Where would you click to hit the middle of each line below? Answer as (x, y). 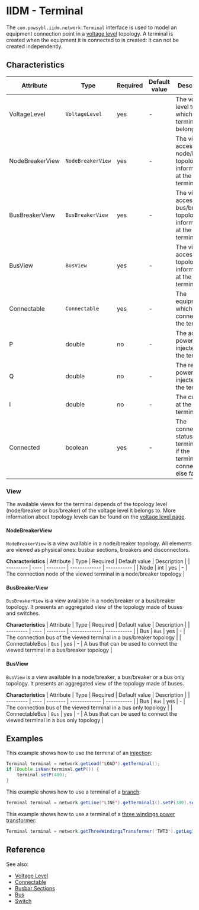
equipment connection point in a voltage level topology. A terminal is (90, 33)
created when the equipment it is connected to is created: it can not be (93, 40)
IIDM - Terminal (45, 11)
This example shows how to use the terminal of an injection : (79, 753)
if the (183, 451)
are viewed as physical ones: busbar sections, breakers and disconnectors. (98, 550)
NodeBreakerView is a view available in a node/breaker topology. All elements (99, 544)
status (184, 436)
